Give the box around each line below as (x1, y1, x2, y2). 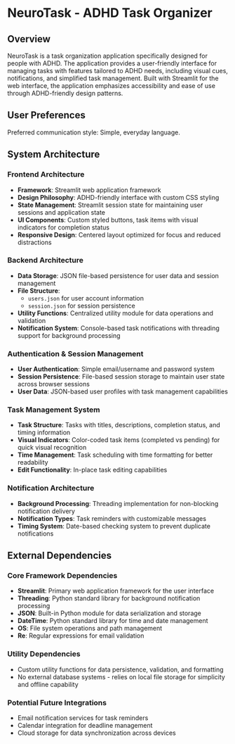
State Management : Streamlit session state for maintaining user (17, 201, 203, 209)
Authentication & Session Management (7, 348, 144, 358)
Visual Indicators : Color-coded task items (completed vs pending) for (17, 436, 220, 444)
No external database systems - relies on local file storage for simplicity (17, 672, 226, 681)
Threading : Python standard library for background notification (17, 594, 201, 603)
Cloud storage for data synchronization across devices (17, 729, 177, 737)
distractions (17, 238, 52, 246)
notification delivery (17, 507, 76, 515)
